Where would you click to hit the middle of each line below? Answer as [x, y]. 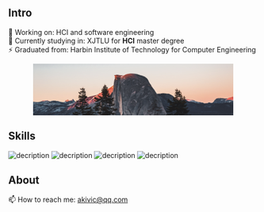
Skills [22, 136]
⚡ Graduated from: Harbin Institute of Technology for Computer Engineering [132, 49]
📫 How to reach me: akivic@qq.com [68, 200]
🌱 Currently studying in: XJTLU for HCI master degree [96, 40]
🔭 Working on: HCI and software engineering [81, 32]
